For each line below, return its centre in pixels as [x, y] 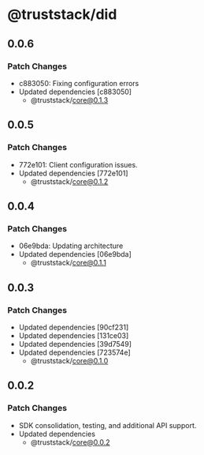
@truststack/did [62, 15]
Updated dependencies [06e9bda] [75, 254]
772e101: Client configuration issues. [78, 164]
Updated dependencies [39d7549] [75, 344]
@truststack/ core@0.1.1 [69, 263]
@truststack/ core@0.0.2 [70, 442]
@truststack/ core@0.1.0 [69, 360]
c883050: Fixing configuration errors [79, 83]
